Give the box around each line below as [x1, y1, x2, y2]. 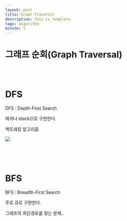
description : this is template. [5, 16, 72, 21]
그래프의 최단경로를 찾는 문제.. [5, 210, 64, 216]
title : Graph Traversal [5, 12, 55, 17]
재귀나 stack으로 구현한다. [5, 115, 56, 121]
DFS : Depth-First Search [5, 105, 57, 111]
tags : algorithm [5, 21, 39, 26]
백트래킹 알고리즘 [5, 126, 39, 132]
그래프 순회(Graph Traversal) [5, 49, 122, 60]
